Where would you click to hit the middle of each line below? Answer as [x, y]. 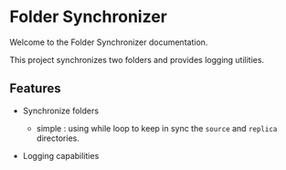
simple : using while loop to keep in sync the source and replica [157, 128]
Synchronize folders [60, 111]
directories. [58, 138]
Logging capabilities [61, 155]
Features [35, 89]
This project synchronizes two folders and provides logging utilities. [137, 59]
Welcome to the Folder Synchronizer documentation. [109, 42]
